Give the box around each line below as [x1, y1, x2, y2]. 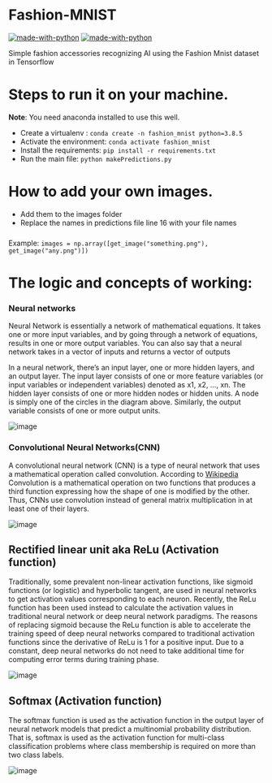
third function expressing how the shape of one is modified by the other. [8, 486, 250, 496]
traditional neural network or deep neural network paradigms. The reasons [8, 612, 258, 621]
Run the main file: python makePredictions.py [19, 154, 172, 163]
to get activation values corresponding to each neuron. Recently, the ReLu [8, 595, 257, 604]
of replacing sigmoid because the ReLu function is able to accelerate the [8, 620, 252, 630]
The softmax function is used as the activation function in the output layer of [8, 716, 264, 725]
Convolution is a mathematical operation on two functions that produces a [8, 478, 256, 487]
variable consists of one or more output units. [8, 406, 161, 416]
